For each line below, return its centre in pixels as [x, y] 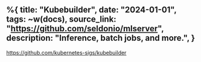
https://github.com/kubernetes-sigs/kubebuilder [66, 52]
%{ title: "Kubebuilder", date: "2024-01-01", [91, 10]
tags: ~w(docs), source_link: [61, 20]
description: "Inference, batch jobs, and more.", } [101, 38]
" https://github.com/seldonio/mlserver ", [85, 29]
